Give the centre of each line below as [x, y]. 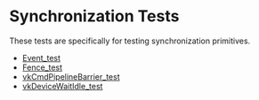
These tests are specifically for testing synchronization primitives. [130, 41]
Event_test [41, 58]
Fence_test [42, 67]
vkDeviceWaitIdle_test [62, 86]
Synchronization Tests [94, 16]
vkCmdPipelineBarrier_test [71, 76]
